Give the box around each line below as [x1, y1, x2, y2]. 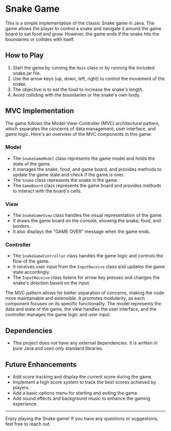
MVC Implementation [5, 107, 74, 115]
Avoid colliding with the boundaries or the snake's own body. [12, 91, 141, 98]
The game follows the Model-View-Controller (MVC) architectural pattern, [5, 120, 160, 126]
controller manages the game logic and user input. [5, 312, 111, 318]
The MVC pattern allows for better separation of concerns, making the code [5, 290, 164, 296]
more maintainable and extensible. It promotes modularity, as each [5, 295, 145, 301]
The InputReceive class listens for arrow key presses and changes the [12, 274, 160, 281]
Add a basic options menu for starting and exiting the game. [12, 390, 139, 396]
